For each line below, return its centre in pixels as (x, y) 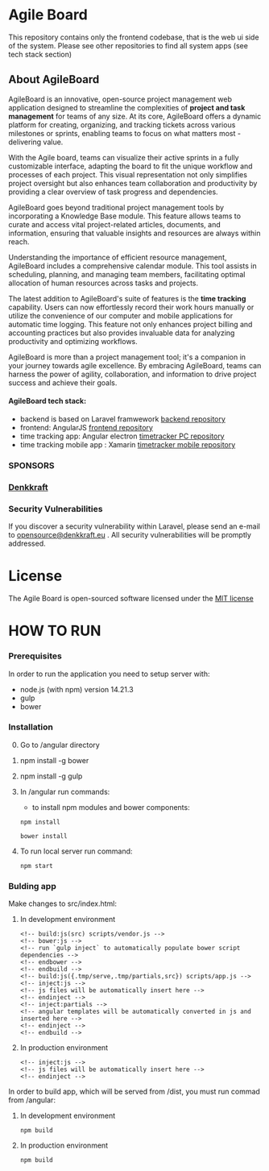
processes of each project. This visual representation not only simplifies (128, 174)
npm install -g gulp (51, 776)
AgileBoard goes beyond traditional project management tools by (116, 207)
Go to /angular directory (60, 745)
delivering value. (36, 142)
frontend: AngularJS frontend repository (86, 427)
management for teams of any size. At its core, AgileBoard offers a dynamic (135, 116)
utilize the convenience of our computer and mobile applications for (121, 315)
